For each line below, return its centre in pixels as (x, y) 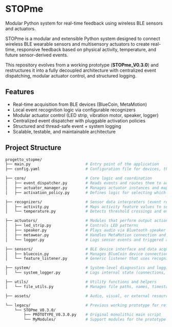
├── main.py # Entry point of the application (82, 164)
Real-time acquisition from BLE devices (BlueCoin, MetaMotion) (80, 104)
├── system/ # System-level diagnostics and (80, 268)
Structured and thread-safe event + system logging (67, 126)
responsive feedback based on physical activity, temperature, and (87, 49)
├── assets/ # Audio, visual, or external (78, 296)
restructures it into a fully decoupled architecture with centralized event (81, 70)
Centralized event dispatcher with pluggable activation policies (79, 121)
